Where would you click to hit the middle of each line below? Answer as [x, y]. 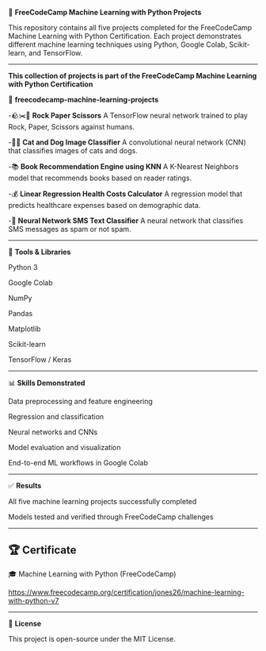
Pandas [21, 313]
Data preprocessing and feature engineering [80, 401]
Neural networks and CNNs [53, 432]
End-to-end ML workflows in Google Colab [78, 463]
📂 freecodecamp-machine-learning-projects [84, 100]
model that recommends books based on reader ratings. [100, 178]
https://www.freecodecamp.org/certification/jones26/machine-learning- [126, 592]
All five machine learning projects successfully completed [103, 501]
